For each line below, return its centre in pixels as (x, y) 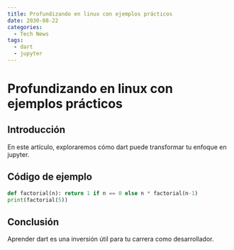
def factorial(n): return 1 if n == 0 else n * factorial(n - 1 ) (103, 193)
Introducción (37, 130)
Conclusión (33, 222)
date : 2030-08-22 (33, 21)
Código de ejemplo (50, 177)
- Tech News (32, 34)
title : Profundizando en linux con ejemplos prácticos (90, 14)
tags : (15, 40)
